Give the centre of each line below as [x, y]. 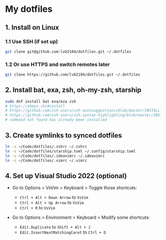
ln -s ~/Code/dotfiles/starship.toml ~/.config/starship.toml [70, 151]
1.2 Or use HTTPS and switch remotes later [58, 64]
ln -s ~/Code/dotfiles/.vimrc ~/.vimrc [46, 160]
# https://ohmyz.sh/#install [35, 106]
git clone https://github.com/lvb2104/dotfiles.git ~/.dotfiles [73, 75]
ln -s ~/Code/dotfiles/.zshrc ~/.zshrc [46, 146]
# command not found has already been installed [56, 120]
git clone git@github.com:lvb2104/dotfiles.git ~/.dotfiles [68, 51]
